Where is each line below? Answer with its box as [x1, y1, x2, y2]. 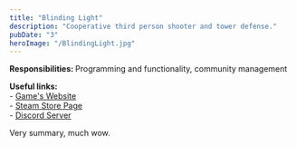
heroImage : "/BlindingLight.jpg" [9, 38, 136, 48]
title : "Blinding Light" [9, 13, 103, 23]
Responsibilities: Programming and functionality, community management [9, 64, 288, 74]
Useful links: [9, 81, 58, 92]
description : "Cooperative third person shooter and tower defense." [9, 22, 278, 31]
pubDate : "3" [9, 30, 59, 39]
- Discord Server [9, 110, 72, 121]
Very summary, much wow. [9, 128, 110, 139]
